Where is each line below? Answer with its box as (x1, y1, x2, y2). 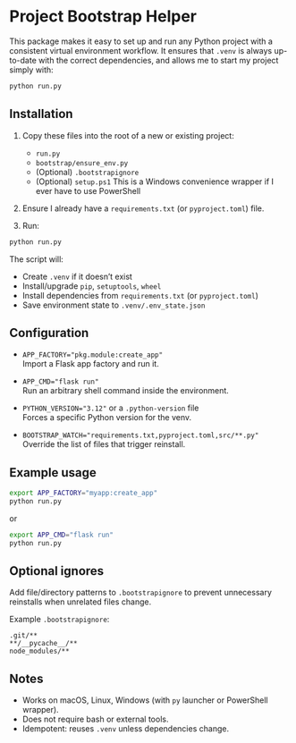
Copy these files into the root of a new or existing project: (21, 130, 234, 140)
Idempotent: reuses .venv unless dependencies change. (21, 723, 230, 734)
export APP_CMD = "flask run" (9, 530, 114, 539)
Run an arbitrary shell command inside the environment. (21, 385, 230, 396)
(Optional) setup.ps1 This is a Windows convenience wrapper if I (35, 176, 275, 187)
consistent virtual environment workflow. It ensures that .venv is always (9, 45, 273, 55)
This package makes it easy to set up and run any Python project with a (9, 36, 273, 46)
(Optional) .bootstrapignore (35, 166, 140, 177)
